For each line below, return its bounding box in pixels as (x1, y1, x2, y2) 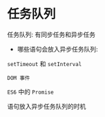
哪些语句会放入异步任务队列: (17, 45, 98, 53)
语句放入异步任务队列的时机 (7, 102, 86, 110)
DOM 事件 (7, 74, 30, 81)
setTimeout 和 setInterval (7, 59, 82, 67)
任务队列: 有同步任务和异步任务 (7, 30, 95, 39)
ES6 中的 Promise (7, 87, 54, 96)
